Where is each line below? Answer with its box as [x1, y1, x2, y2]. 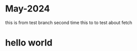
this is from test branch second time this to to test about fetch [5, 19, 132, 25]
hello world [5, 37, 52, 48]
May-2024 [5, 3, 50, 14]
